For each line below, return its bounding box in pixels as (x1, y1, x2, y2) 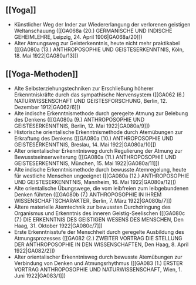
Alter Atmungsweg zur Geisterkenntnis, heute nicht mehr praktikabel (13, 39, 180, 46)
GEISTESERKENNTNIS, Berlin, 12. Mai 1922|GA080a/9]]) (13, 122, 150, 129)
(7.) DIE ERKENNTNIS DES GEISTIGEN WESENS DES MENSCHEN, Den (13, 216, 184, 223)
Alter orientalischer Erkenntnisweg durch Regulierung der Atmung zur (13, 147, 183, 154)
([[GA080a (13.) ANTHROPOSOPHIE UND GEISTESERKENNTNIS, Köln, (13, 46, 184, 53)
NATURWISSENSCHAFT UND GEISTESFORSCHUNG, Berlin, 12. (13, 97, 168, 104)
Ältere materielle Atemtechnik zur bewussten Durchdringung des (13, 203, 171, 210)
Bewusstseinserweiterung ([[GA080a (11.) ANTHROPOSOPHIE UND (13, 153, 177, 160)
